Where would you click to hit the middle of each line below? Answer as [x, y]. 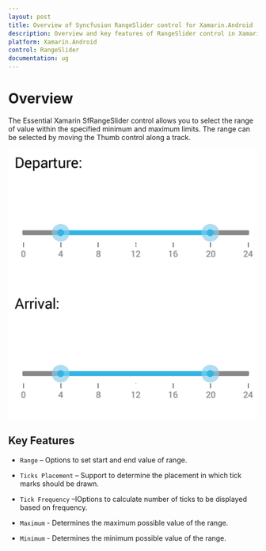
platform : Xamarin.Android [53, 42]
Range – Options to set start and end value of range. [103, 460]
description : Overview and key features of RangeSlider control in [122, 33]
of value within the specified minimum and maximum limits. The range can [129, 129]
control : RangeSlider [44, 50]
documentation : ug [38, 59]
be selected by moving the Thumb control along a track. [100, 137]
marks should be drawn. [59, 484]
